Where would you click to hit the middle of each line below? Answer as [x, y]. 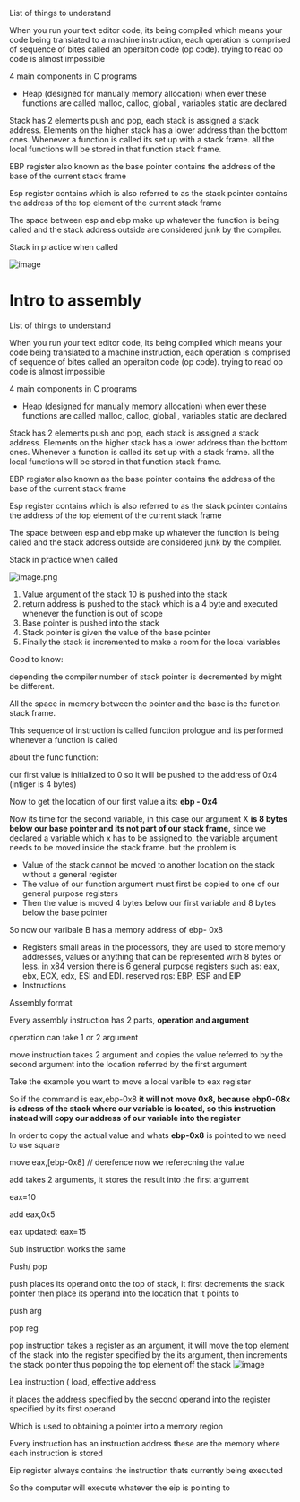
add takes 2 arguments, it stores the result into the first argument [129, 1179]
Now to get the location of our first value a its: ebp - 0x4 [113, 801]
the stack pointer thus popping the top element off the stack [120, 1364]
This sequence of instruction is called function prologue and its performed [146, 730]
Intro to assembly [76, 301]
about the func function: [54, 757]
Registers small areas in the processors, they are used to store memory [154, 947]
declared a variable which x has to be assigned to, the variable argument [143, 838]
